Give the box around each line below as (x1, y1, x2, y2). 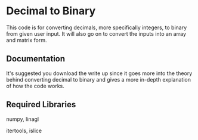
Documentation (6, 54, 66, 64)
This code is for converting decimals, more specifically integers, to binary (6, 24, 187, 31)
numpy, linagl (6, 115, 39, 123)
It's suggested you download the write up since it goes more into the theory (6, 70, 193, 77)
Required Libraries (6, 99, 76, 110)
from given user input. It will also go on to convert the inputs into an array (6, 30, 187, 37)
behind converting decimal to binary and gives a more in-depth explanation (6, 76, 191, 83)
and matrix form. (6, 36, 47, 43)
